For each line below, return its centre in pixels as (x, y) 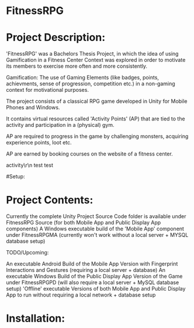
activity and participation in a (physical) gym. (60, 125)
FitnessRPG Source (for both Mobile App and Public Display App (84, 223)
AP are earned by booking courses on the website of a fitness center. (90, 154)
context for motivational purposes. (48, 90)
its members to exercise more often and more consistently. (77, 66)
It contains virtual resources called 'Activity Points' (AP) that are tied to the (96, 119)
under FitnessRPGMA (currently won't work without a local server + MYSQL (97, 235)
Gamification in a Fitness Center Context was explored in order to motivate (96, 60)
